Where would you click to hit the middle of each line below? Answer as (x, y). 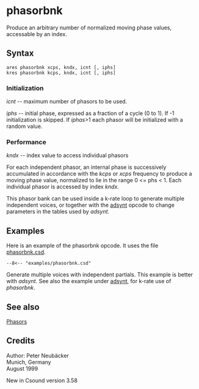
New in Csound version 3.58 (42, 380)
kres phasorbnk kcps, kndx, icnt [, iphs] (61, 73)
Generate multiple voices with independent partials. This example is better (100, 275)
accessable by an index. (37, 34)
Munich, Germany (29, 362)
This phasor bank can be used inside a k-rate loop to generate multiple (96, 199)
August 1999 (22, 368)
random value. (24, 127)
